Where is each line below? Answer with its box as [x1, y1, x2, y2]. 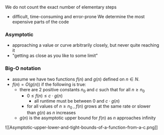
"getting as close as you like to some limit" [12, 53, 98, 58]
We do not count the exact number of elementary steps [5, 4, 117, 10]
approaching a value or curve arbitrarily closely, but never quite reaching [12, 42, 160, 48]
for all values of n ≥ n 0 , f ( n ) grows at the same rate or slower [26, 103, 151, 110]
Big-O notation [5, 65, 41, 72]
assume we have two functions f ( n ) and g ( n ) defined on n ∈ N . [12, 76, 140, 82]
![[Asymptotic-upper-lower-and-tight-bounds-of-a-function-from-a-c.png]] [5, 125, 158, 131]
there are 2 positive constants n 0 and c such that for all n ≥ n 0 [19, 86, 145, 94]
